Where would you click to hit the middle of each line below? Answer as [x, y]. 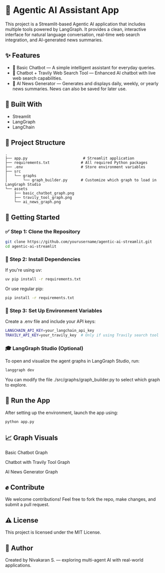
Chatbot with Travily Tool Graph [38, 462]
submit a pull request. [27, 505]
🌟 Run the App [28, 401]
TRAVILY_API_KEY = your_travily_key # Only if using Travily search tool [82, 335]
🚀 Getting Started [33, 217]
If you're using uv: [24, 270]
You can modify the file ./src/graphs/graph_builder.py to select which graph [83, 380]
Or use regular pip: [24, 288]
